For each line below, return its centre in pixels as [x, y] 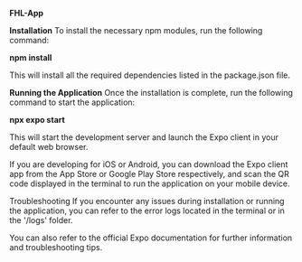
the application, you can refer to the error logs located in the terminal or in [147, 211]
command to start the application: [72, 102]
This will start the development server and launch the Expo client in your [144, 137]
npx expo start [37, 120]
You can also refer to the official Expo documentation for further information [151, 238]
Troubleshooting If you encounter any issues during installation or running [147, 201]
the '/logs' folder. [41, 220]
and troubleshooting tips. [56, 247]
